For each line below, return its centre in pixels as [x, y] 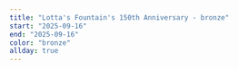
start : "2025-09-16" [49, 26]
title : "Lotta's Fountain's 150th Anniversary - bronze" [119, 17]
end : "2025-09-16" [44, 34]
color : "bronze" [40, 43]
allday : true [34, 51]
